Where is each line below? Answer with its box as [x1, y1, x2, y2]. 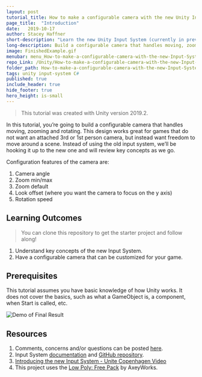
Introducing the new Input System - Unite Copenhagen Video [14, 358, 167, 365]
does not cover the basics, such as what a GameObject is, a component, [6, 293, 186, 301]
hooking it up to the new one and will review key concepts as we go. [6, 146, 176, 154]
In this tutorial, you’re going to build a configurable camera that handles [6, 121, 183, 128]
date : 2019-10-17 [6, 25, 55, 32]
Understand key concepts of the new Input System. [14, 247, 142, 254]
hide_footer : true [6, 87, 52, 93]
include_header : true [6, 82, 61, 88]
